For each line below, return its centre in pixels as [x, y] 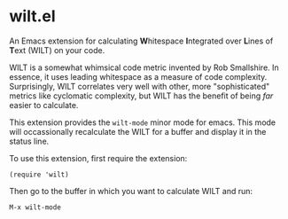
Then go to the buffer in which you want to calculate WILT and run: [131, 191]
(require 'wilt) [39, 175]
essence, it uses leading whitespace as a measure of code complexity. [138, 76]
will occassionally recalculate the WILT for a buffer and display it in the [138, 131]
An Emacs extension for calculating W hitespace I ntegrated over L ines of [141, 41]
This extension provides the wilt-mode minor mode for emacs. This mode [143, 122]
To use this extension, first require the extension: [98, 158]
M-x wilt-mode [35, 207]
